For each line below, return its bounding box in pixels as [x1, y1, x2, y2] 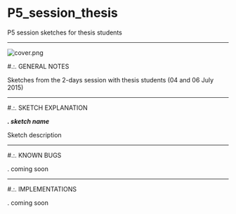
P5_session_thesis [7, 5, 118, 21]
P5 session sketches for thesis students [7, 28, 123, 37]
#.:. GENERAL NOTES [7, 62, 70, 70]
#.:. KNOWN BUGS [7, 151, 62, 159]
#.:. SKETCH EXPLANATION [7, 103, 88, 112]
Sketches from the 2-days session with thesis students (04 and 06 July [7, 75, 214, 84]
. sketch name [7, 117, 50, 125]
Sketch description [7, 130, 62, 139]
